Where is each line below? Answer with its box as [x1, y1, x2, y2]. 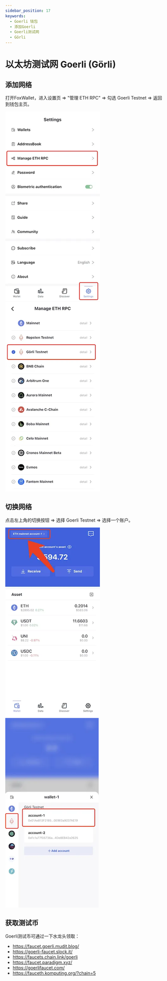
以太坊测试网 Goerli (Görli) [5, 59, 116, 70]
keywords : [5, 13, 26, 19]
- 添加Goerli [10, 24, 36, 29]
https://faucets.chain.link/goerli [12, 954, 78, 960]
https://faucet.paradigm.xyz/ [12, 959, 73, 965]
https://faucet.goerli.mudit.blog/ [12, 943, 79, 949]
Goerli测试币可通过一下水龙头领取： [5, 933, 80, 939]
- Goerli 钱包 [10, 19, 38, 24]
